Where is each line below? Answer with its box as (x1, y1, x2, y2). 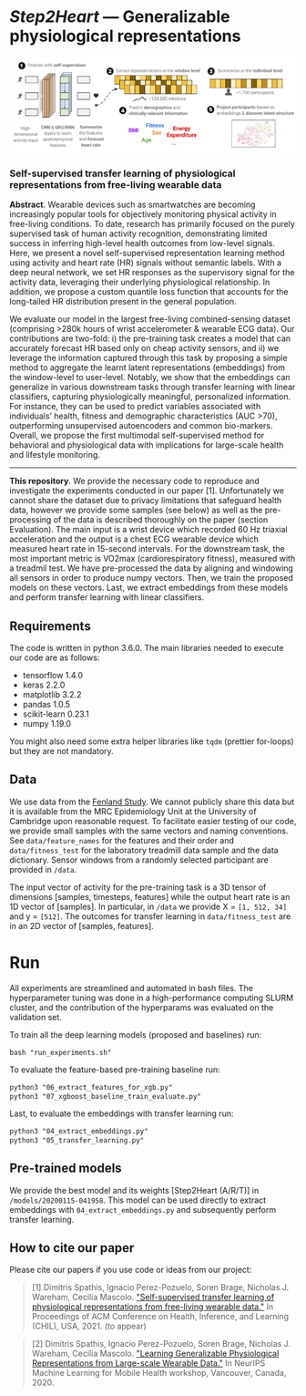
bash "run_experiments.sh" (9, 1048, 112, 1057)
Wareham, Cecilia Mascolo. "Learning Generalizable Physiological (31, 1348, 280, 1360)
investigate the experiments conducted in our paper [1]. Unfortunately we (9, 485, 285, 496)
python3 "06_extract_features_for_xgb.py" (9, 1082, 173, 1091)
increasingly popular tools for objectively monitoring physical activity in (9, 209, 277, 220)
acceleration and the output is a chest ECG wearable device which (9, 533, 260, 544)
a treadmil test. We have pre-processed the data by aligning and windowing (9, 563, 294, 574)
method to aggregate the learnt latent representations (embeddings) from (9, 362, 285, 373)
